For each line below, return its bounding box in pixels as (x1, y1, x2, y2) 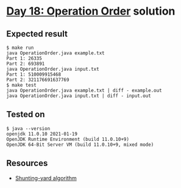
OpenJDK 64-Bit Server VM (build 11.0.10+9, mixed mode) (6, 142, 154, 148)
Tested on (6, 109, 45, 120)
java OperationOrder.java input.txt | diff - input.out (6, 93, 151, 99)
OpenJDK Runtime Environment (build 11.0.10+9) (6, 136, 130, 142)
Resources (6, 158, 48, 168)
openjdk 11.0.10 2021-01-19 (6, 131, 78, 137)
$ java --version (6, 125, 51, 132)
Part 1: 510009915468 (6, 71, 62, 78)
